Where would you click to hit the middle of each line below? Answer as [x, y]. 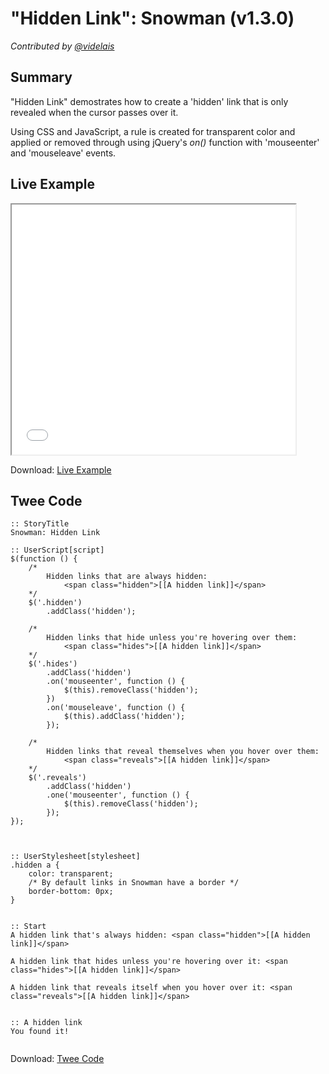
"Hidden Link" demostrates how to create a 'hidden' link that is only [149, 101]
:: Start [28, 927]
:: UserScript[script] [57, 550]
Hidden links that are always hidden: [127, 577]
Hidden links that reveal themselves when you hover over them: [183, 752]
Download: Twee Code [57, 1059]
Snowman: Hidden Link [55, 533]
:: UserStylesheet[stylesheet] [75, 857]
